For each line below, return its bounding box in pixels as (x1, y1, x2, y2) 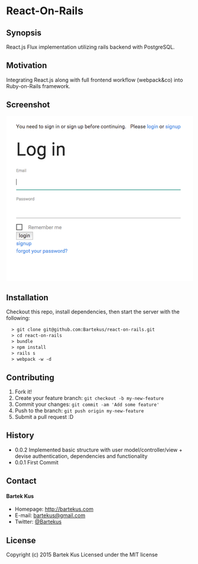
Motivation (6, 60, 47, 70)
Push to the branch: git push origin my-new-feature (14, 407, 144, 414)
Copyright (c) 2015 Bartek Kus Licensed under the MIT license (6, 551, 158, 558)
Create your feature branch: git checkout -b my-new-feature (14, 394, 164, 401)
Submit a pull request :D (14, 413, 74, 420)
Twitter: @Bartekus (14, 518, 62, 525)
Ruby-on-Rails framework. (6, 82, 71, 89)
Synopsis (6, 28, 41, 38)
